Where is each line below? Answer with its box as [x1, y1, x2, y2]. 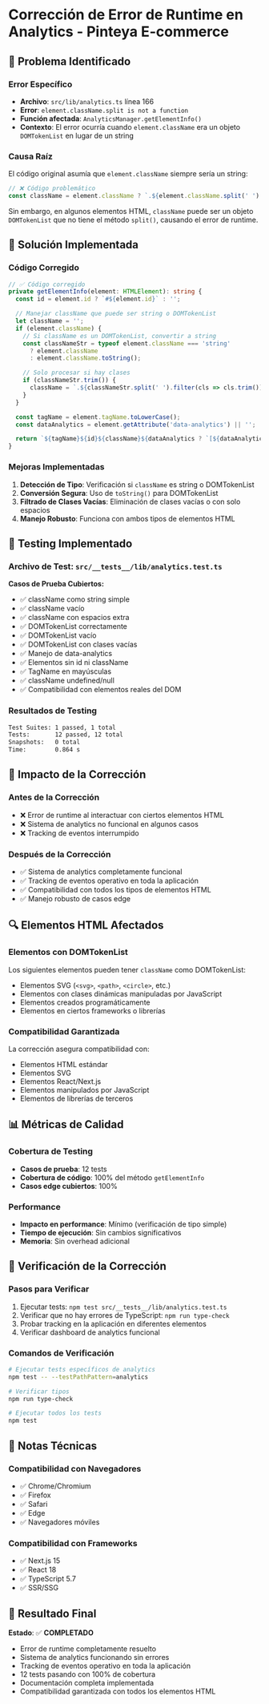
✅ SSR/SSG [19, 1583, 59, 1593]
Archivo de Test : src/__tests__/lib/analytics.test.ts [8, 561, 223, 572]
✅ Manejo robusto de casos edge [19, 894, 130, 903]
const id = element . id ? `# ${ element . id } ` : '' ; [15, 295, 181, 304]
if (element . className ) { [15, 324, 102, 332]
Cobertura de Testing [8, 1146, 94, 1157]
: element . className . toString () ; [29, 354, 142, 362]
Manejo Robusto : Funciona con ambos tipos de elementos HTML [19, 514, 236, 523]
